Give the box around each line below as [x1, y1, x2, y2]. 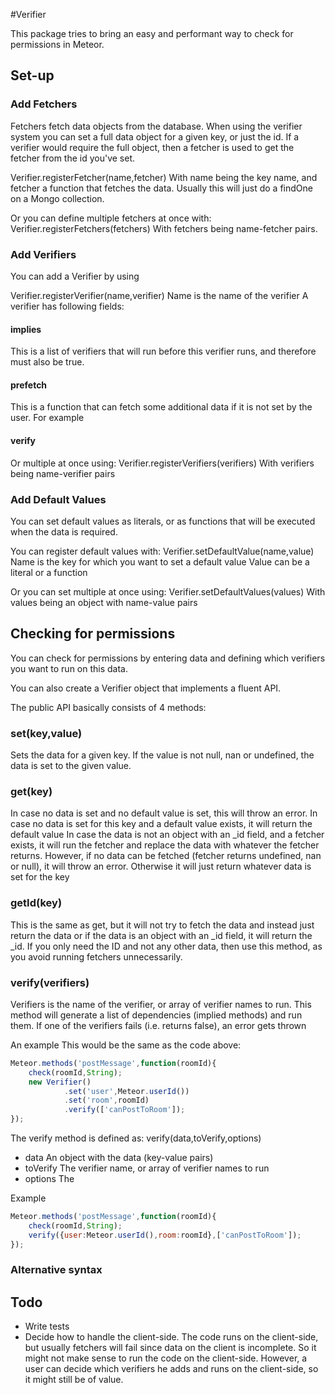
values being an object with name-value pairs [10, 596, 198, 608]
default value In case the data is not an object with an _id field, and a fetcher [10, 829, 325, 841]
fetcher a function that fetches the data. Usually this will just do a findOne [10, 182, 313, 194]
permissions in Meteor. [10, 39, 105, 50]
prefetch [10, 379, 48, 391]
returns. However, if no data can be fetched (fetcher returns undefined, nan [10, 850, 322, 862]
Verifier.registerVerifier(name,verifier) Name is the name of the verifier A [10, 289, 309, 301]
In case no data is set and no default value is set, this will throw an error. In [10, 807, 318, 819]
